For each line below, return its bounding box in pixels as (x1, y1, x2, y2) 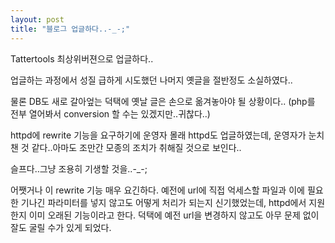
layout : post (10, 14, 65, 25)
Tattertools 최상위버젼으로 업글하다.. (10, 52, 154, 65)
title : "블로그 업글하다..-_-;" (10, 24, 131, 34)
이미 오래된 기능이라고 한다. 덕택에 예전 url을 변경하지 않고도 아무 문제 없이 (28, 209, 320, 221)
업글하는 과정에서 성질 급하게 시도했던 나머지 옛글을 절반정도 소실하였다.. (10, 74, 293, 86)
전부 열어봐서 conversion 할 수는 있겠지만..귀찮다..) (10, 107, 211, 120)
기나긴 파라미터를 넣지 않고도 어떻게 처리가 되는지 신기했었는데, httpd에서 (20, 196, 307, 208)
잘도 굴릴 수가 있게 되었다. (10, 221, 112, 233)
